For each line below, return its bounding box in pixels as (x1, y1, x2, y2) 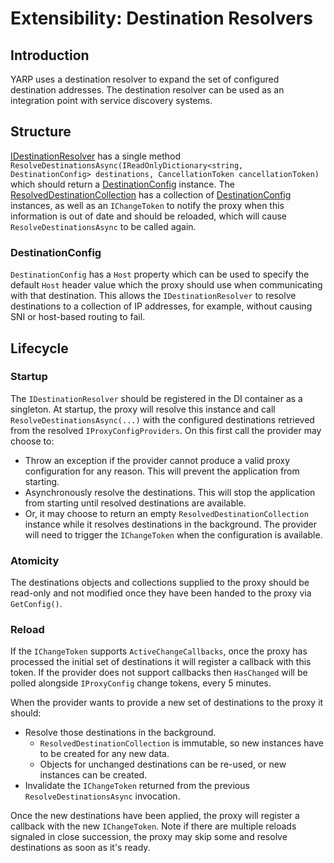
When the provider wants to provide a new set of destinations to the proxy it (10, 697, 324, 709)
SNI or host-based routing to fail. (10, 311, 146, 323)
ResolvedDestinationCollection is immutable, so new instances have (39, 737, 324, 749)
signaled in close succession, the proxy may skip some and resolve (10, 831, 288, 843)
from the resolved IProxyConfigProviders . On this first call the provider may (10, 424, 322, 436)
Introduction (10, 47, 90, 64)
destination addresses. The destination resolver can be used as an (10, 84, 285, 96)
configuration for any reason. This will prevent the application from (24, 465, 300, 477)
